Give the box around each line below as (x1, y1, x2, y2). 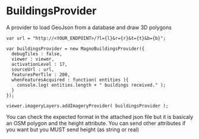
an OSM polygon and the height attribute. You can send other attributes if (6, 119, 186, 127)
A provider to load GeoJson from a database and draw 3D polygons (6, 24, 172, 31)
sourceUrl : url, (11, 67, 55, 72)
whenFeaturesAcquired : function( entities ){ (11, 77, 129, 83)
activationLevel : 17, (11, 61, 68, 67)
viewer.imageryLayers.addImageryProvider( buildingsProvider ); (6, 103, 169, 109)
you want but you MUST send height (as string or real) (6, 126, 140, 133)
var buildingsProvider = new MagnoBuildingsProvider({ (6, 46, 145, 52)
